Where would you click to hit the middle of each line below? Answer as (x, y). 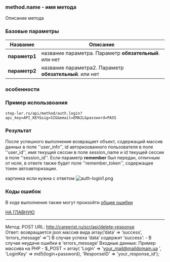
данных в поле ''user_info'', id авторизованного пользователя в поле (79, 147)
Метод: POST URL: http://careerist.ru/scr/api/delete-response (70, 227)
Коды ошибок (23, 191)
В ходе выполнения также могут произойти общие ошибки (69, 203)
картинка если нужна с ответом (40, 178)
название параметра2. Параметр (82, 68)
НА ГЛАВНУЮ (20, 212)
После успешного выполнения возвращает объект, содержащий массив (84, 142)
